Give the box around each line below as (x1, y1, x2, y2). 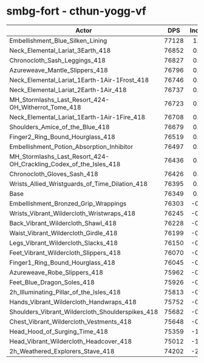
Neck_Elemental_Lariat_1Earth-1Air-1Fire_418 (9, 113, 146, 121)
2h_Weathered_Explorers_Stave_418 (9, 347, 115, 355)
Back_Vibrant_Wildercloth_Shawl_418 (9, 219, 117, 227)
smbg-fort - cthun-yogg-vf (6, 4, 147, 18)
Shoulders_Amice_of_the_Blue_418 (9, 122, 110, 131)
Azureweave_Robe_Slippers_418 (9, 268, 103, 276)
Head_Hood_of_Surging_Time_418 (9, 327, 108, 336)
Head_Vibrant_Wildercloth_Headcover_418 (9, 337, 132, 345)
